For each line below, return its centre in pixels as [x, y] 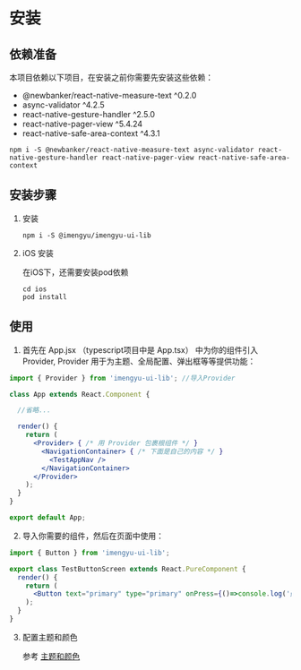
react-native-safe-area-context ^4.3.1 [91, 133]
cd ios [34, 289]
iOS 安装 [38, 253]
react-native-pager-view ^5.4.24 [82, 124]
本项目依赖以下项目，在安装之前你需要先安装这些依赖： [111, 77]
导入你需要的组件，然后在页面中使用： [93, 536]
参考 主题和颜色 [51, 656]
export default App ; [48, 518]
